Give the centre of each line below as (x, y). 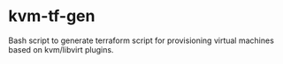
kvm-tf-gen (52, 16)
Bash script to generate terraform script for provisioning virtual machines (141, 40)
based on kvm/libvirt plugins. (61, 49)
